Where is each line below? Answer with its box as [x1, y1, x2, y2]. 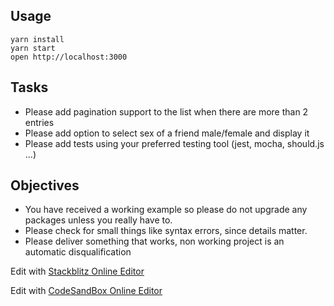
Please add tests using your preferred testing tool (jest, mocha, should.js [24, 137, 325, 149]
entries [24, 116, 55, 128]
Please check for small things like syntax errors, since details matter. [24, 225, 308, 237]
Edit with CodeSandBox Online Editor [10, 285, 163, 297]
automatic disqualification [24, 246, 132, 258]
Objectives [10, 177, 80, 194]
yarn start [10, 43, 56, 53]
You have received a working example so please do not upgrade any [24, 204, 308, 216]
